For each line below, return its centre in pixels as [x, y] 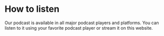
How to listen [32, 9]
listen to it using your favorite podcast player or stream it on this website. [79, 28]
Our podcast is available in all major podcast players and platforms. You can [82, 23]
